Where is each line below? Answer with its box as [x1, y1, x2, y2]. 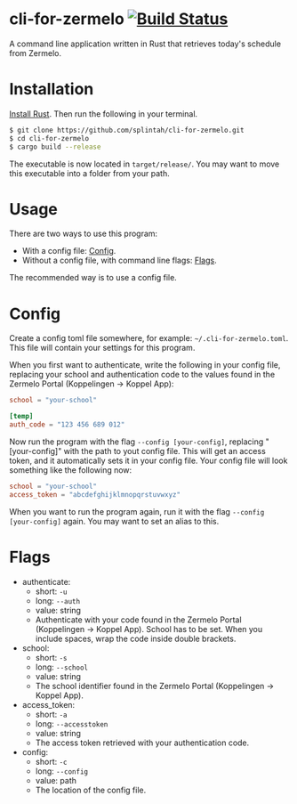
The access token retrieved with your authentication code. [35, 737, 250, 748]
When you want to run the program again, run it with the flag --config [9, 506, 265, 516]
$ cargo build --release [9, 142, 101, 151]
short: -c [35, 756, 68, 767]
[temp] [9, 412, 34, 421]
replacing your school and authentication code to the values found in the [9, 370, 276, 380]
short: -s [35, 652, 68, 662]
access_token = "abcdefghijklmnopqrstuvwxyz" [9, 490, 181, 499]
